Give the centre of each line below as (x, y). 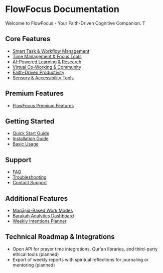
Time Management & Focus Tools (47, 56)
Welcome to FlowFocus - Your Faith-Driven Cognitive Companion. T (75, 23)
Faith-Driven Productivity (38, 72)
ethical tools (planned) (36, 254)
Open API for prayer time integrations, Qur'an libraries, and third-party (85, 249)
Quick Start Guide (31, 133)
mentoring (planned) (34, 265)
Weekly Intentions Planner (39, 221)
